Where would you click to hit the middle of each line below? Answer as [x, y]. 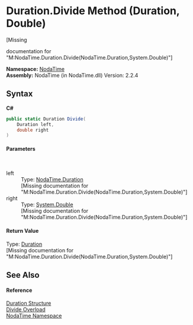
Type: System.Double [47, 204]
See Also [23, 275]
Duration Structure [29, 303]
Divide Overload [26, 310]
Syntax [20, 94]
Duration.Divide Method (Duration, [93, 11]
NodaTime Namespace [34, 316]
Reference [19, 290]
